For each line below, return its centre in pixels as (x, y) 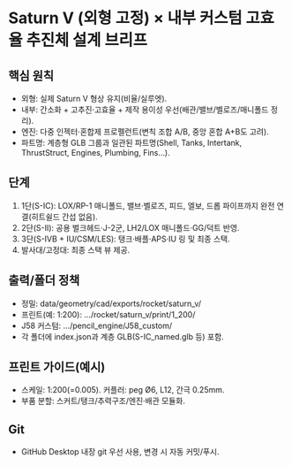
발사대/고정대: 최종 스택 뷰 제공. (75, 249)
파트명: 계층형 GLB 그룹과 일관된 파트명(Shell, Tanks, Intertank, (131, 143)
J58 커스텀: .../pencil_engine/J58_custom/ (97, 325)
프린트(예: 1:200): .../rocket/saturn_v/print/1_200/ (108, 314)
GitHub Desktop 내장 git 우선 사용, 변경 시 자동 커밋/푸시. (120, 452)
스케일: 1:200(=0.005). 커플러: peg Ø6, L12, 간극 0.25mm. (123, 390)
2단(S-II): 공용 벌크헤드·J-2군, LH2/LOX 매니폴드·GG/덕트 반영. (130, 227)
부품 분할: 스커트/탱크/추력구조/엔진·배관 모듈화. (103, 401)
